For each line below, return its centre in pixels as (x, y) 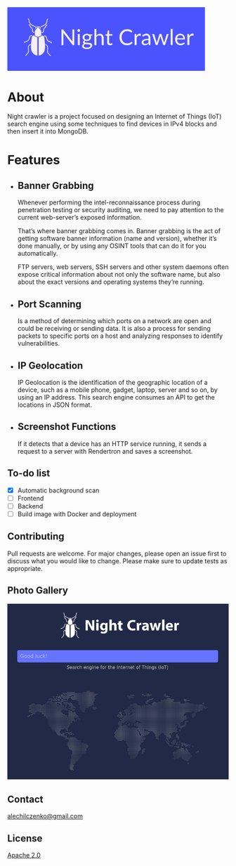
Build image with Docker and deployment (77, 514)
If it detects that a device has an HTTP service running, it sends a (112, 444)
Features (34, 160)
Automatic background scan (58, 490)
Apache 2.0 (24, 855)
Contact (25, 799)
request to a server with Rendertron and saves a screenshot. (105, 451)
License (25, 838)
